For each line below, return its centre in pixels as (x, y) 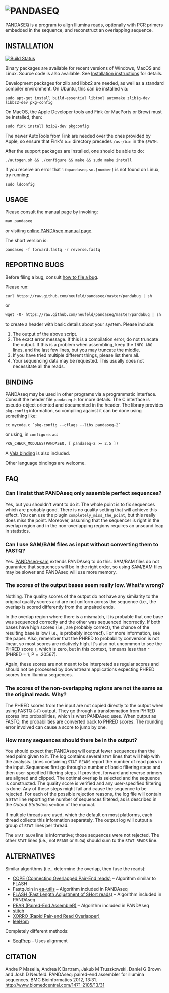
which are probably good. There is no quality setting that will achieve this (81, 509)
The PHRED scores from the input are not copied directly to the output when (84, 705)
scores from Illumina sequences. (39, 675)
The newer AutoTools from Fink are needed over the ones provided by (78, 136)
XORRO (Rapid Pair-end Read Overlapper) (56, 916)
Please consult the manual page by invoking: (52, 212)
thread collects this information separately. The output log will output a (79, 820)
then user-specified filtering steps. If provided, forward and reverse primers (84, 773)
